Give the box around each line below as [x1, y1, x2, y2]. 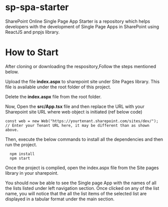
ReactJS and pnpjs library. [5, 29, 60, 35]
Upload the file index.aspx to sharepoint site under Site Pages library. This [5, 78, 160, 84]
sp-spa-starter [5, 2, 69, 13]
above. [5, 127, 19, 132]
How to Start [5, 47, 59, 58]
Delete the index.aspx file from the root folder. [5, 93, 102, 99]
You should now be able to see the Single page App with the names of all [5, 180, 157, 186]
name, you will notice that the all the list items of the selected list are [5, 190, 147, 196]
